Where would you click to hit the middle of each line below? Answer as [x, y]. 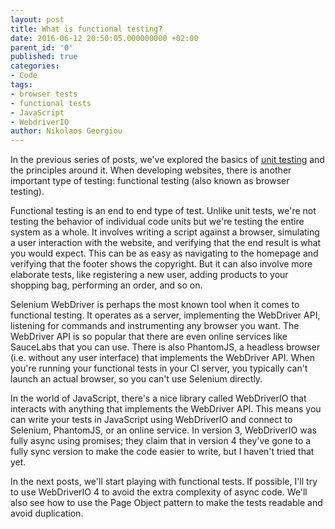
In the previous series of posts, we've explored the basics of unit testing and [167, 160]
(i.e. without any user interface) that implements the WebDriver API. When [162, 358]
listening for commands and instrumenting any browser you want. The [155, 326]
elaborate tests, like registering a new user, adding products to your [149, 275]
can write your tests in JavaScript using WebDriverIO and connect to [151, 420]
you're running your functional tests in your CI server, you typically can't [159, 368]
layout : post [37, 19]
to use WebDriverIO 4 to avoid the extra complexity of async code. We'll [159, 492]
